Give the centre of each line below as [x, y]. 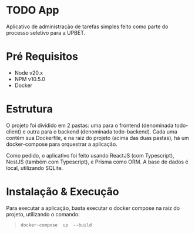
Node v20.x [28, 73]
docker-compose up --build [56, 225]
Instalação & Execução [63, 192]
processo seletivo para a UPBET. [46, 32]
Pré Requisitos [42, 57]
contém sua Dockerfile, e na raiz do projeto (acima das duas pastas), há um [97, 138]
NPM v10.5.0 [30, 79]
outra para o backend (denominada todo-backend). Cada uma [102, 131]
